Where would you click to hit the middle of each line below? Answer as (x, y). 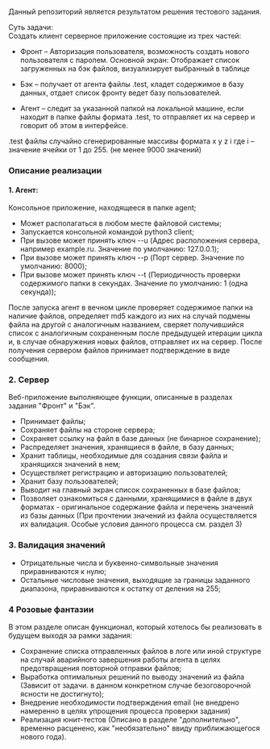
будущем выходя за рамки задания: (71, 635)
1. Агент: (23, 189)
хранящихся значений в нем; (70, 464)
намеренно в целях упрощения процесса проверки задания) (125, 711)
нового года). (43, 737)
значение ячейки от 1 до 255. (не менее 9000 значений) (105, 150)
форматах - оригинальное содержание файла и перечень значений (137, 507)
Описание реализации (55, 170)
